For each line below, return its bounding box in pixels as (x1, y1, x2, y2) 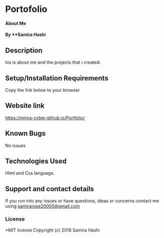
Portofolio (5, 3, 47, 15)
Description (5, 46, 42, 54)
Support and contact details (5, 185, 94, 193)
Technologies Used (5, 157, 66, 166)
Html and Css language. (5, 170, 55, 176)
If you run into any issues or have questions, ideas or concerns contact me (5, 198, 159, 204)
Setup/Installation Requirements (5, 74, 108, 82)
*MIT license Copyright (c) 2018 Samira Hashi (5, 227, 100, 233)
